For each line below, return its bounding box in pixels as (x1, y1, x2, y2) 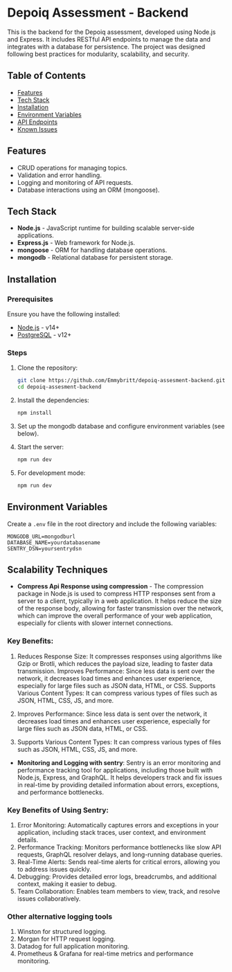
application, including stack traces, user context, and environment (17, 828, 206, 836)
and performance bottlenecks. (17, 788, 105, 796)
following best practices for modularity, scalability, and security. (7, 50, 190, 58)
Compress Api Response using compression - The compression (17, 582, 204, 591)
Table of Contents (7, 70, 87, 82)
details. (17, 836, 39, 844)
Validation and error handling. (17, 171, 102, 179)
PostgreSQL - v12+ (17, 331, 71, 339)
